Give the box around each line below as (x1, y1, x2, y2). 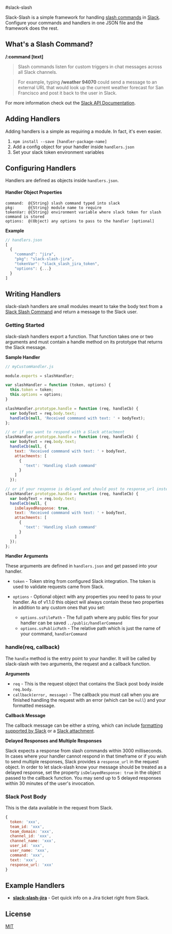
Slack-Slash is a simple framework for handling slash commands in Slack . (5, 14, 161, 20)
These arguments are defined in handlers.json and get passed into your (5, 563, 158, 569)
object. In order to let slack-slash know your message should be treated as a (5, 764, 167, 770)
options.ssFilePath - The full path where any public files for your (20, 615, 159, 621)
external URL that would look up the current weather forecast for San (17, 84, 164, 90)
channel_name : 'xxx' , (10, 838, 56, 844)
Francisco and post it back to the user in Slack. (17, 90, 117, 96)
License (5, 909, 31, 918)
